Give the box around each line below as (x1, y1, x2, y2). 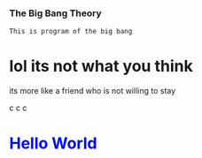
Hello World (9, 133, 97, 154)
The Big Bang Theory (9, 7, 102, 19)
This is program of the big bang (9, 27, 133, 36)
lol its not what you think (9, 56, 193, 77)
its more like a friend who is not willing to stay (9, 86, 176, 96)
